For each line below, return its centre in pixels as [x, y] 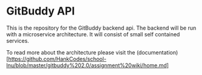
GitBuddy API [41, 11]
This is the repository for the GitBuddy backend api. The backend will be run [101, 28]
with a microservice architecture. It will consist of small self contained [93, 34]
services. [18, 41]
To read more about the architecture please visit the [71, 52]
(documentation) [157, 52]
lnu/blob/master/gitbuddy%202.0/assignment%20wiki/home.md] [88, 65]
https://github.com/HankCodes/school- [57, 59]
